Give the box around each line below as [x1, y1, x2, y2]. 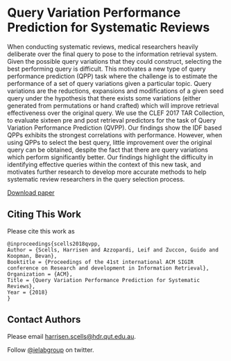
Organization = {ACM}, [7, 270, 73, 278]
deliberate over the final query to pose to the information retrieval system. [7, 50, 219, 58]
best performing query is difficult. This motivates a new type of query [7, 64, 206, 73]
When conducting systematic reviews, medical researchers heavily [7, 42, 199, 51]
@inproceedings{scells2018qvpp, [7, 240, 101, 247]
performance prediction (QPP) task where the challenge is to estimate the [7, 71, 218, 80]
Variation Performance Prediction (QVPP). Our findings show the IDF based [7, 123, 222, 132]
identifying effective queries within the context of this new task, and [7, 160, 201, 168]
